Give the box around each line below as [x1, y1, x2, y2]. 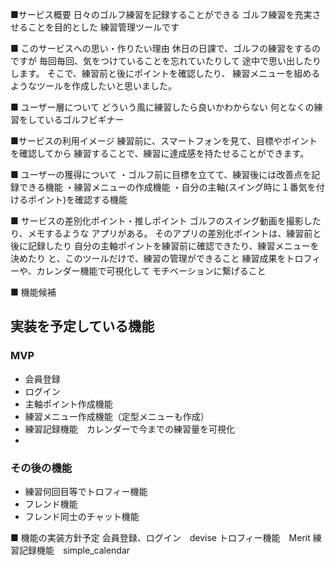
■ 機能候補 [10, 286, 57, 298]
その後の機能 [10, 461, 73, 475]
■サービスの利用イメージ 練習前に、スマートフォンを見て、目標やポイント [10, 135, 318, 147]
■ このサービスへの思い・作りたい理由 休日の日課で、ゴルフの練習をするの [10, 43, 322, 54]
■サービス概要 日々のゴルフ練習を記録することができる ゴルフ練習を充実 [10, 9, 313, 20]
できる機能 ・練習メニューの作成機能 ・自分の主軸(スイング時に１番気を [18, 181, 317, 193]
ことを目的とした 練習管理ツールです [27, 21, 180, 33]
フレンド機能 [24, 498, 78, 510]
